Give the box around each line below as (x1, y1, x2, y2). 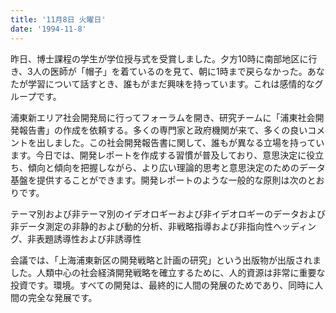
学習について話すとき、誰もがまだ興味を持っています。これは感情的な (27, 77, 315, 90)
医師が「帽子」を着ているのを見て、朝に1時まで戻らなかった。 (49, 65, 308, 77)
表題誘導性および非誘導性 (36, 232, 142, 245)
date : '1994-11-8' (10, 24, 87, 34)
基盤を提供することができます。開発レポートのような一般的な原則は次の (10, 174, 308, 186)
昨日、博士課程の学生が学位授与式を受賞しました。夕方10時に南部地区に (10, 52, 309, 65)
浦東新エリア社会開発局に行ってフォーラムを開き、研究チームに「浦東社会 (10, 111, 316, 123)
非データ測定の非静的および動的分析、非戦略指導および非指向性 (10, 220, 273, 232)
